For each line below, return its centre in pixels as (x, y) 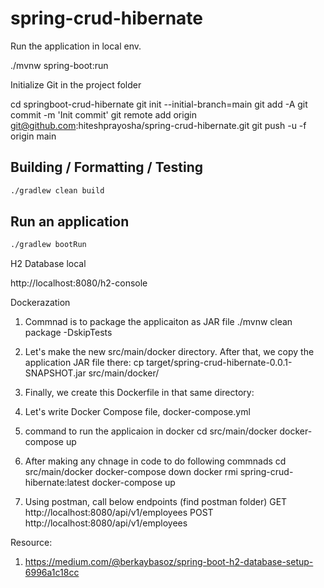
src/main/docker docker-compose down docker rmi (131, 472)
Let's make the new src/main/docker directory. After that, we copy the (169, 352)
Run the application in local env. (76, 46)
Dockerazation (40, 303)
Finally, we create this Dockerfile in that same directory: (139, 393)
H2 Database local (48, 264)
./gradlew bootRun (48, 245)
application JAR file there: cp (84, 363)
